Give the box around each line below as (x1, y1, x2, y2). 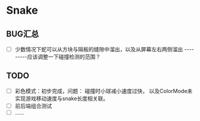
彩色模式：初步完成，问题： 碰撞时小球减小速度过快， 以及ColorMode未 (14, 87, 193, 94)
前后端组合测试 (14, 102, 52, 109)
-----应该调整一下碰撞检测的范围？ (14, 53, 101, 60)
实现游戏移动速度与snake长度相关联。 (14, 95, 109, 102)
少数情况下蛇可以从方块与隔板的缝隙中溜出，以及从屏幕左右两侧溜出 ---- (14, 46, 195, 52)
